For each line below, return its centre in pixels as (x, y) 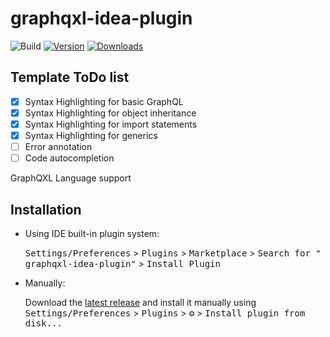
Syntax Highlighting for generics (91, 135)
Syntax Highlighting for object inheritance (110, 113)
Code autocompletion (69, 158)
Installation (46, 209)
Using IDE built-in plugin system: (92, 233)
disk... (43, 323)
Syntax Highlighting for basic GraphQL (104, 101)
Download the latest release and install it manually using (140, 302)
